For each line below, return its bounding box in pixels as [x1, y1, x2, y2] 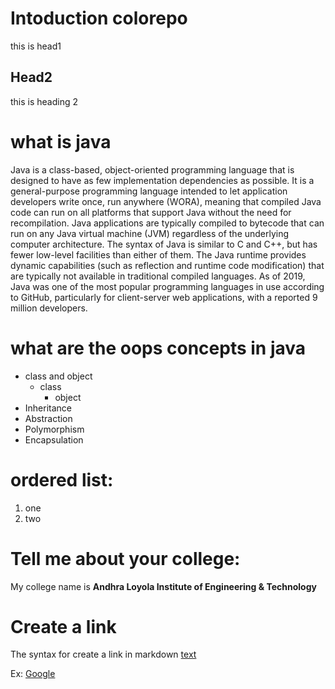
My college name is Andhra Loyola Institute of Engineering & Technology [10, 580, 317, 592]
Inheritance [24, 402, 73, 414]
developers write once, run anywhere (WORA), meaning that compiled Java [10, 195, 322, 207]
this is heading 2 [10, 95, 79, 107]
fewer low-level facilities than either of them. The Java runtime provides [10, 248, 307, 261]
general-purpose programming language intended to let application [10, 185, 288, 197]
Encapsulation [24, 433, 84, 446]
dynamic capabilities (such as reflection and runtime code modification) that [10, 259, 325, 271]
